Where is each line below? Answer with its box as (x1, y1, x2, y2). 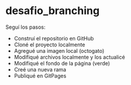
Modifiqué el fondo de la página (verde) (14, 60, 110, 67)
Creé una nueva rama (14, 66, 66, 73)
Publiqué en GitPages (14, 72, 67, 79)
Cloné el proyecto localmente (14, 41, 86, 48)
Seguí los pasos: (5, 23, 46, 30)
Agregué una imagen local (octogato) (14, 47, 105, 54)
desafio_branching (5, 4, 100, 18)
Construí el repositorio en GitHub (14, 35, 94, 42)
